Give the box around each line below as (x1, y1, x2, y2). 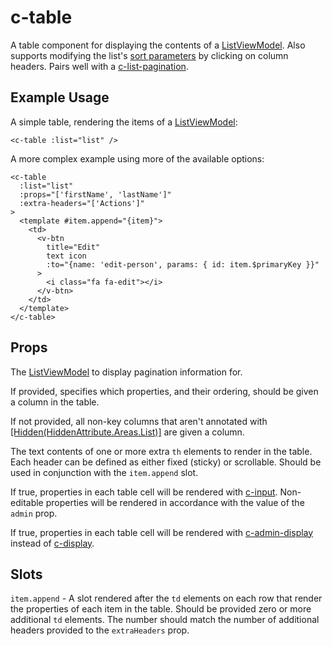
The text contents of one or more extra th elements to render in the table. (10, 445, 313, 457)
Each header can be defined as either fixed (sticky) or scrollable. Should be (10, 456, 322, 468)
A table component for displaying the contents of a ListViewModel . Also (10, 39, 306, 51)
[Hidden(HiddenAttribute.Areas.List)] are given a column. (10, 426, 245, 438)
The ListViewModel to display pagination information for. (10, 366, 243, 378)
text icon (46, 251, 87, 261)
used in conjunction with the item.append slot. (10, 466, 199, 478)
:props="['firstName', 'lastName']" (19, 189, 172, 200)
